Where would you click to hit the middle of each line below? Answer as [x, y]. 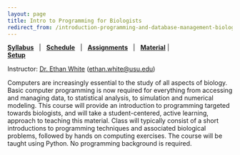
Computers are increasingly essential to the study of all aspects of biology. [117, 83]
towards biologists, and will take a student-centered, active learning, [108, 113]
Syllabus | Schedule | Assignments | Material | [89, 48]
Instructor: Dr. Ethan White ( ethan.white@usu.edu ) [81, 69]
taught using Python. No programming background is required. [100, 144]
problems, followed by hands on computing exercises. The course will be [115, 136]
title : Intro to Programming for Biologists [75, 21]
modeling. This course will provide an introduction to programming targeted [119, 106]
